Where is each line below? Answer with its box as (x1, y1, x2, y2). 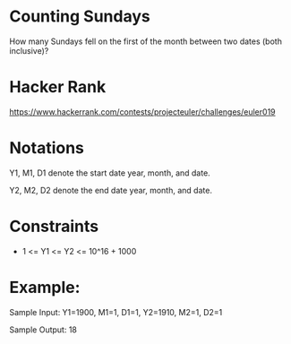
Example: (9, 277, 81, 297)
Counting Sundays (9, 6, 150, 27)
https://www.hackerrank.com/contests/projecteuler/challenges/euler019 (9, 106, 276, 117)
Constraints (9, 217, 99, 236)
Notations (9, 138, 85, 159)
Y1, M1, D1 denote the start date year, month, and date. (9, 168, 210, 178)
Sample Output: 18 (9, 324, 78, 335)
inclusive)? (9, 45, 49, 56)
